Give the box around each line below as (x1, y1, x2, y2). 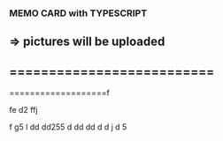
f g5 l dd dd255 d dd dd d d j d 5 (9, 122, 127, 132)
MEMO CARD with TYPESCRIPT (9, 7, 148, 19)
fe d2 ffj (9, 105, 38, 115)
